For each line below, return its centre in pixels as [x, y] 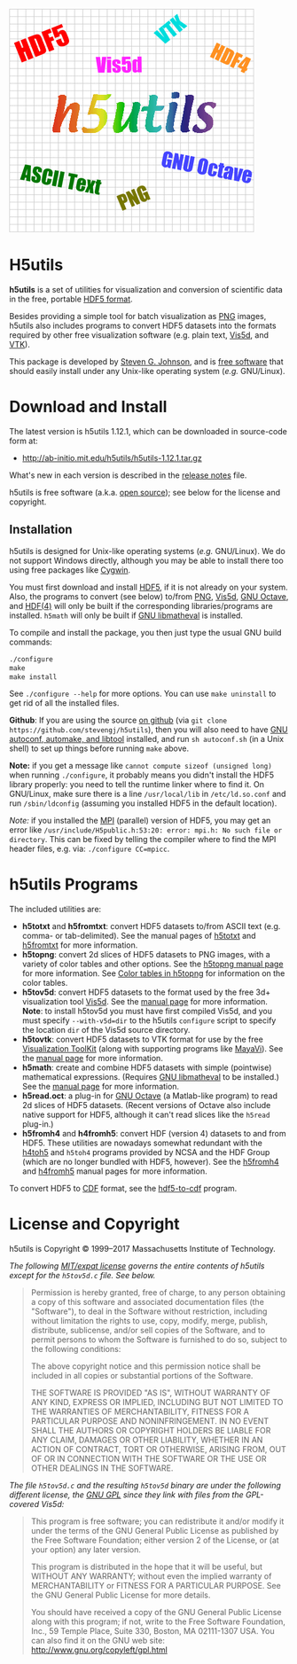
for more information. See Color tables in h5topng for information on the [153, 973]
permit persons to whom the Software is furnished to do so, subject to [159, 1340]
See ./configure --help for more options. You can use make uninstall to [143, 693]
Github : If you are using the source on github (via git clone [118, 720]
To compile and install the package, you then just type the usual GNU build [145, 632]
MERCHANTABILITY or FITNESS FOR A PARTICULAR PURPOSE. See [156, 1585]
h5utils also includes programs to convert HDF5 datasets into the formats [143, 325]
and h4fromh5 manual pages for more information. [114, 1171]
